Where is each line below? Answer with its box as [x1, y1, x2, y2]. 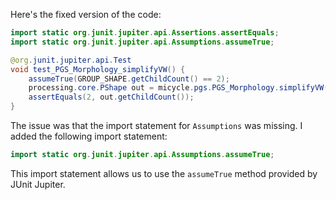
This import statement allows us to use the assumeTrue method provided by [10, 167, 318, 179]
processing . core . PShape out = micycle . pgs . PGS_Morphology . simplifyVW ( [28, 83, 329, 93]
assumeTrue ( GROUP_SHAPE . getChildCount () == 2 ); [28, 74, 230, 84]
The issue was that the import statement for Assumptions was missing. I [10, 120, 303, 131]
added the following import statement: [10, 130, 168, 142]
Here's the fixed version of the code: [10, 9, 162, 20]
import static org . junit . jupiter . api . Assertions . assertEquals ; [10, 28, 280, 38]
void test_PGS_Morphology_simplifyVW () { [10, 64, 186, 74]
